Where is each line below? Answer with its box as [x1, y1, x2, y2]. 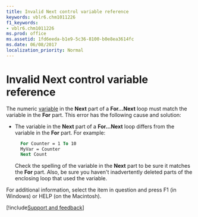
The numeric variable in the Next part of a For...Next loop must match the [6, 105, 187, 112]
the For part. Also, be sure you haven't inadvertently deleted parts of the [14, 168, 193, 175]
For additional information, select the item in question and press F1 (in [6, 186, 177, 193]
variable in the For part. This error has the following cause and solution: [6, 111, 181, 119]
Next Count [20, 152, 48, 158]
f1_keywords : [6, 20, 39, 25]
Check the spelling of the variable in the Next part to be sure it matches [14, 162, 190, 170]
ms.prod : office [6, 31, 46, 37]
